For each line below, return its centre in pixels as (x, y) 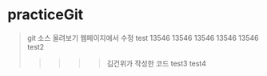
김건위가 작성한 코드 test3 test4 (157, 63)
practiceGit (46, 15)
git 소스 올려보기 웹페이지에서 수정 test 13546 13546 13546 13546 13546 (143, 38)
